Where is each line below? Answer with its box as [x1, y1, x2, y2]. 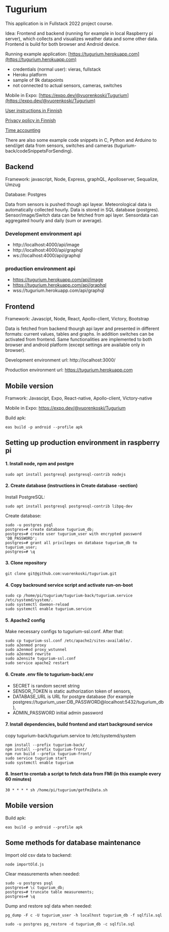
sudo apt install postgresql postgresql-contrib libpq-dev [5, 503, 133, 509]
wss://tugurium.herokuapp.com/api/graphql [12, 287, 105, 293]
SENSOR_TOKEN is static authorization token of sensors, [12, 688, 131, 694]
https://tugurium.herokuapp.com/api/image [12, 277, 104, 283]
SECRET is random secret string [12, 682, 80, 688]
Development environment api [5, 230, 82, 237]
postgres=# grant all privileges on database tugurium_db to [5, 540, 138, 545]
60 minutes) [5, 776, 32, 783]
